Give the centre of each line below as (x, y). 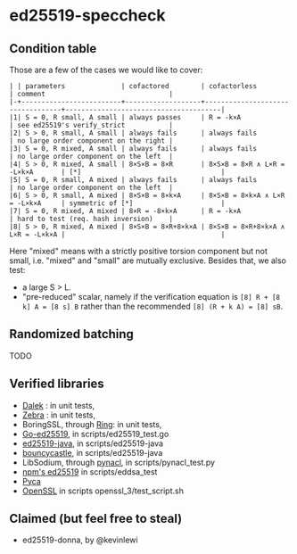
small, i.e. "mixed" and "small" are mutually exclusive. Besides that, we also (148, 260)
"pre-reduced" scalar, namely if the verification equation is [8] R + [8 (151, 297)
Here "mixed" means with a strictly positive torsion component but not (138, 251)
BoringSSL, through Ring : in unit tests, (92, 424)
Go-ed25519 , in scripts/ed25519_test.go (95, 434)
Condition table (53, 49)
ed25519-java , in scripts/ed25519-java (92, 443)
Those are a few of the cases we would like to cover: (106, 70)
